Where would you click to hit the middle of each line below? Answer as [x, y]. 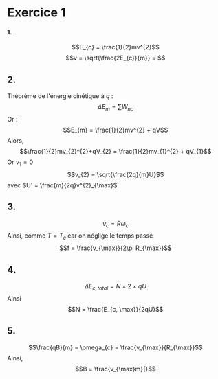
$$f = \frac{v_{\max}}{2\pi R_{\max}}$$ [116, 248]
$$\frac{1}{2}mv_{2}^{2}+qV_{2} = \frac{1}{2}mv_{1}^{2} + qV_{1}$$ [116, 151]
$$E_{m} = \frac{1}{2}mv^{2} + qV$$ [116, 130]
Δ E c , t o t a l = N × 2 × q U [116, 287]
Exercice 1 [37, 13]
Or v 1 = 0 [20, 163]
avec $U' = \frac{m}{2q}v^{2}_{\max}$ [62, 185]
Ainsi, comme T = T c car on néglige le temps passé [80, 237]
